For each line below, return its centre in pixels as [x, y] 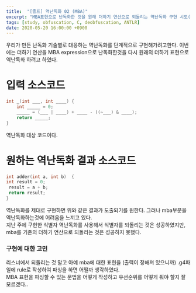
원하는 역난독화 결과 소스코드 [71, 161]
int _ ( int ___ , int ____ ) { [40, 102]
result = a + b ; [28, 187]
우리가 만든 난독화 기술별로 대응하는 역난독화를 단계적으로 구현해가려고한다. [92, 45]
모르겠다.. [17, 284]
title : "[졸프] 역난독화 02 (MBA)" [47, 11]
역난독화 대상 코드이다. [32, 135]
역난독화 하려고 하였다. [32, 60]
